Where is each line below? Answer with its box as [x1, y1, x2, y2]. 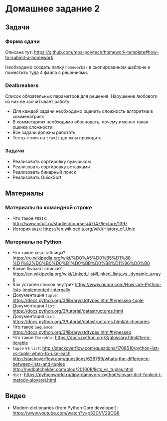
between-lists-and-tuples [12, 361, 65, 367]
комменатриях [12, 113, 44, 120]
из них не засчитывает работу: [5, 98, 71, 105]
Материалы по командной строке [5, 204, 92, 211]
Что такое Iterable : [12, 335, 54, 341]
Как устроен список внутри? [12, 282, 74, 288]
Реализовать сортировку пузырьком [12, 158, 91, 165]
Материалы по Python [5, 238, 62, 245]
